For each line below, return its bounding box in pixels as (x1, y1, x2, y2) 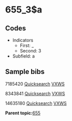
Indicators (12, 37, 33, 43)
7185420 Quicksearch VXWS (5, 80, 65, 86)
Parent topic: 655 (5, 109, 41, 116)
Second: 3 (19, 48, 41, 53)
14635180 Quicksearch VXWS (5, 100, 67, 106)
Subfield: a (12, 53, 35, 59)
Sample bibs (5, 67, 45, 76)
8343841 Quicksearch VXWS (5, 90, 65, 96)
